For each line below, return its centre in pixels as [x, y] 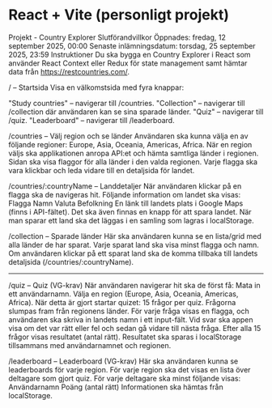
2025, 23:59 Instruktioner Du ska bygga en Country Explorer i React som [130, 54]
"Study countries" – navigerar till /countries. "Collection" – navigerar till [127, 103]
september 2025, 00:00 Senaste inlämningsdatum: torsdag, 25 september [132, 45]
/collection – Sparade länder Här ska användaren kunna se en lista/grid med [135, 236]
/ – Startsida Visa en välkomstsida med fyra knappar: [96, 87]
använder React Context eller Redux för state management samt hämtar [128, 63]
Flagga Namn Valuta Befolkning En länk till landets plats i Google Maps [126, 203]
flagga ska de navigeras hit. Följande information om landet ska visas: [125, 194]
